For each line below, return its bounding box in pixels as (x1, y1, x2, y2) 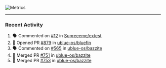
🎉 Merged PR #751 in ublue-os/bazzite (12, 52, 91, 58)
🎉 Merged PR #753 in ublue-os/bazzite (12, 58, 92, 64)
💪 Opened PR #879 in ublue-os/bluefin (12, 40, 91, 46)
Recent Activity (5, 21, 43, 28)
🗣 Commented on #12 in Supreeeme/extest (12, 33, 102, 39)
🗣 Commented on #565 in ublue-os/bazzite (12, 45, 102, 51)
